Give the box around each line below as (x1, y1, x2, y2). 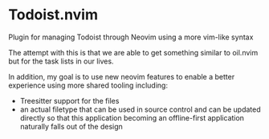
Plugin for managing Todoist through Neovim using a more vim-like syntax (8, 32, 254, 42)
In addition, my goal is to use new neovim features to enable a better (8, 72, 235, 81)
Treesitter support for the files (19, 96, 120, 105)
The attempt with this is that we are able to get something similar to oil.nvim (8, 47, 259, 57)
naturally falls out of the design (19, 121, 123, 131)
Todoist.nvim (8, 6, 99, 24)
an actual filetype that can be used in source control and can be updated (19, 104, 261, 114)
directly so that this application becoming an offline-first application (19, 112, 245, 122)
